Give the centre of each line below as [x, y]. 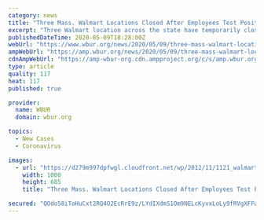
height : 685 [42, 182]
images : [21, 160]
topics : [21, 132]
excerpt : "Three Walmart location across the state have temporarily [125, 30]
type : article [31, 67]
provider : [24, 103]
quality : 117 [29, 74]
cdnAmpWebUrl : [31, 60]
